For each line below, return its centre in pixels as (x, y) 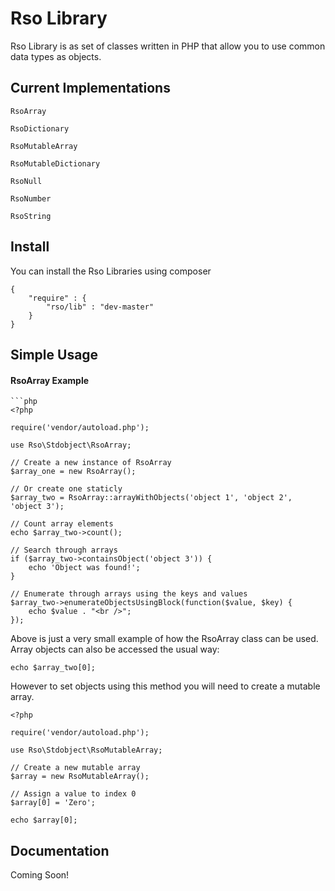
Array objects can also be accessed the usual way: (115, 649)
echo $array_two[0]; (53, 668)
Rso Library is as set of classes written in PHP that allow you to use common (168, 46)
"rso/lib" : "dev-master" (100, 307)
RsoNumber (31, 198)
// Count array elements (62, 524)
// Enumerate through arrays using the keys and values (129, 594)
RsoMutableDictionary (55, 163)
